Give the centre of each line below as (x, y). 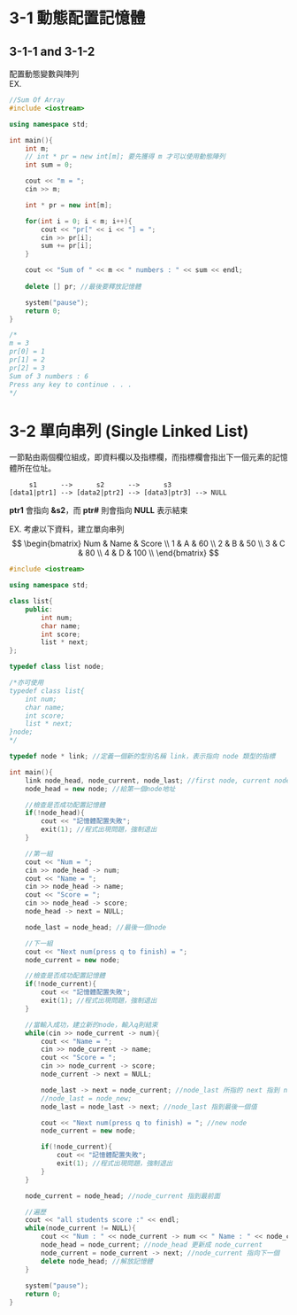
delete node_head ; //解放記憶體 (97, 1261)
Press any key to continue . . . (71, 385)
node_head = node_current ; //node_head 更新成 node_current (152, 1245)
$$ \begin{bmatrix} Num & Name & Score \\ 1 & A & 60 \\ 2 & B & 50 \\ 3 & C (148, 544)
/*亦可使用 (27, 683)
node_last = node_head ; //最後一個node (95, 927)
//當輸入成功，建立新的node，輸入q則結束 (92, 1024)
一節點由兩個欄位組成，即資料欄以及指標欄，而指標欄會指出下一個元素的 (141, 457)
